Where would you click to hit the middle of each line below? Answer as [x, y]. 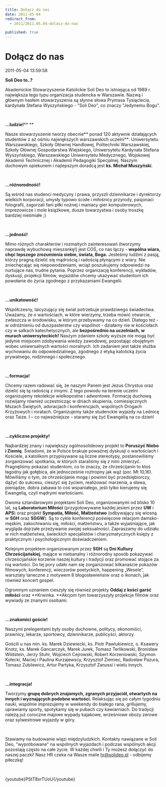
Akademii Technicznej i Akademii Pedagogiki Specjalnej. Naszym [71, 161]
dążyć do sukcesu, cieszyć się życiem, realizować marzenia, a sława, [76, 483]
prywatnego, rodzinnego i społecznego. [46, 357]
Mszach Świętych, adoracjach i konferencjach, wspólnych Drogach [74, 407]
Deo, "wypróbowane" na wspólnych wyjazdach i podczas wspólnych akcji [81, 745]
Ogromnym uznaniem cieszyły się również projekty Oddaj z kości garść [78, 590]
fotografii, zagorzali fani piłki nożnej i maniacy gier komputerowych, [74, 205]
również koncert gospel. [30, 580]
